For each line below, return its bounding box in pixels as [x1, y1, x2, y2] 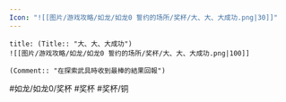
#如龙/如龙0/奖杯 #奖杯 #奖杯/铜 [9, 82, 129, 94]
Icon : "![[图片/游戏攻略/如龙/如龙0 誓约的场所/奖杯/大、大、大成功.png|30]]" [9, 13, 278, 22]
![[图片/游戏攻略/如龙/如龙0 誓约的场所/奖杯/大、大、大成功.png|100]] [9, 48, 250, 58]
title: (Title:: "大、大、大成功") [9, 39, 133, 48]
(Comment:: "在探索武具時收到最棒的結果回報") [9, 66, 166, 75]
